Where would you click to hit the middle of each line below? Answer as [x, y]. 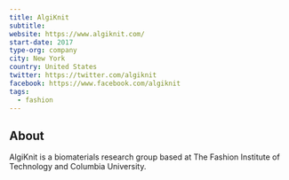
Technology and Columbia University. [78, 167]
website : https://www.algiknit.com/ [77, 34]
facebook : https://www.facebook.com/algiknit [95, 83]
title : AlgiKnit [39, 17]
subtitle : [28, 26]
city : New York [37, 59]
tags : [19, 91]
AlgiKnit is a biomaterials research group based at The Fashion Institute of [144, 157]
